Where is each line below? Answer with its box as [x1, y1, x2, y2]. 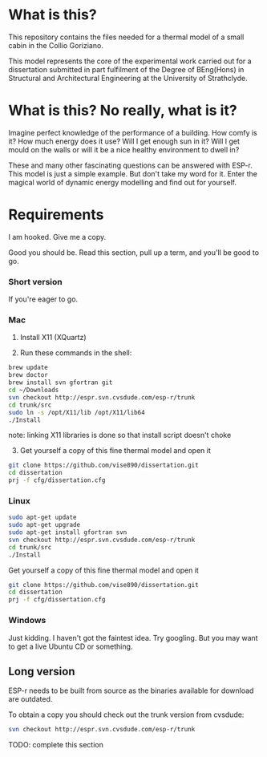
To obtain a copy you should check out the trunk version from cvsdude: [8, 710, 245, 719]
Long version [8, 664, 75, 678]
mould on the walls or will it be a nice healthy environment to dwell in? [8, 144, 240, 154]
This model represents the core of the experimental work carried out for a [8, 56, 252, 66]
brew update [8, 363, 48, 372]
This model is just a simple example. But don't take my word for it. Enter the [8, 168, 258, 178]
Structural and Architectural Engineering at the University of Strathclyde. [8, 73, 248, 83]
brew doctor [8, 371, 48, 379]
